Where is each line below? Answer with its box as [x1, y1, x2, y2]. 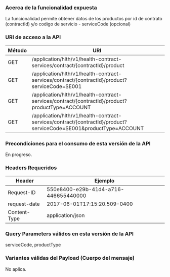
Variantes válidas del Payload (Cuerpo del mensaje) [5, 255, 135, 262]
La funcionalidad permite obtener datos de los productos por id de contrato [5, 16, 163, 22]
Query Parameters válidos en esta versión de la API [5, 230, 134, 237]
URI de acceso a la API [5, 34, 61, 41]
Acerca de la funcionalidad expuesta [5, 4, 97, 11]
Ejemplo [94, 177, 115, 184]
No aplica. [5, 266, 27, 272]
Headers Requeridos [5, 164, 57, 171]
